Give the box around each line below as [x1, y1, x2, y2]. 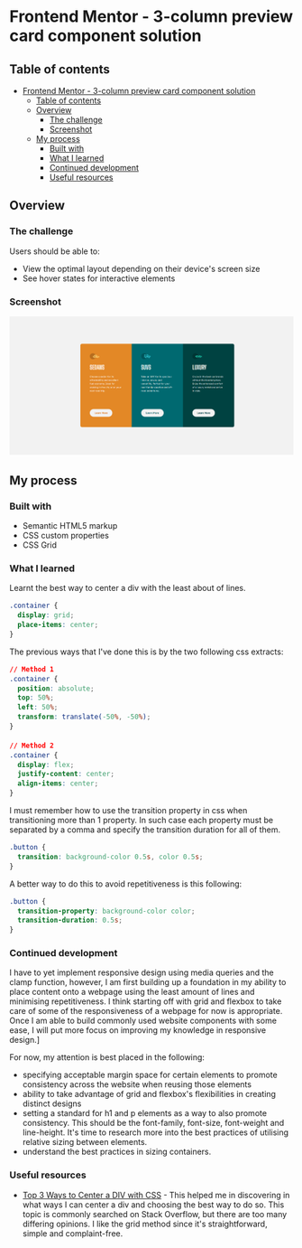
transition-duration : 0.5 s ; [17, 915, 124, 925]
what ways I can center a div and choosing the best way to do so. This [22, 1199, 285, 1210]
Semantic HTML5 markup [22, 521, 118, 531]
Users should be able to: [9, 246, 101, 257]
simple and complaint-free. [22, 1227, 124, 1239]
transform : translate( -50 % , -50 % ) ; [17, 712, 151, 722]
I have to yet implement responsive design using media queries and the [9, 967, 274, 978]
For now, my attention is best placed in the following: [9, 1052, 206, 1063]
